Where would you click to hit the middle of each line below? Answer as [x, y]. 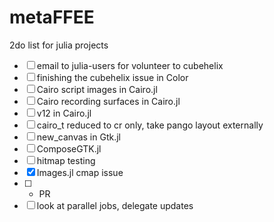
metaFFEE [52, 17]
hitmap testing [66, 160]
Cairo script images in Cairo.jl [97, 89]
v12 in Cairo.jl [64, 113]
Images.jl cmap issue [80, 172]
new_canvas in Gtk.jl [78, 137]
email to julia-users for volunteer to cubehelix [130, 65]
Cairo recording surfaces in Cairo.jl [108, 101]
